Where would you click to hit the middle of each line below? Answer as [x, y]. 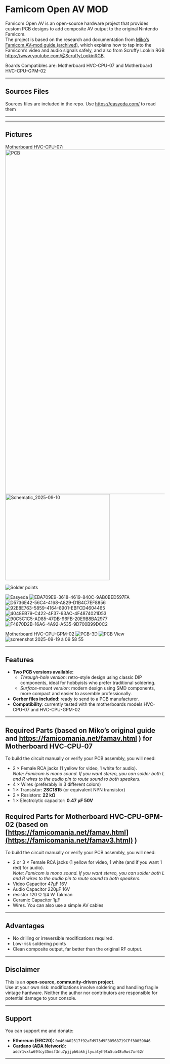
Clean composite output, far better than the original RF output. [77, 949]
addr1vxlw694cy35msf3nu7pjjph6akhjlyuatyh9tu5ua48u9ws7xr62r [78, 1052]
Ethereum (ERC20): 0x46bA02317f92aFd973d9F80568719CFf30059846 [81, 1041]
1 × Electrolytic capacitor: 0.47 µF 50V [53, 801]
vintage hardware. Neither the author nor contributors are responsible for [81, 993]
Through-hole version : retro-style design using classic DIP [81, 677]
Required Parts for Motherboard [57, 816]
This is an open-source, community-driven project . [60, 982]
